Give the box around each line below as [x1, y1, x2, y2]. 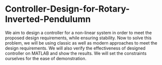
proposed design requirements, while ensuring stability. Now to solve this [5, 35, 152, 41]
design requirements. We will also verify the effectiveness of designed [5, 45, 146, 51]
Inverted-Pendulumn [5, 14, 91, 25]
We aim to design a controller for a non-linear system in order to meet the [5, 30, 152, 35]
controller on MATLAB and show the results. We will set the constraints [5, 50, 147, 56]
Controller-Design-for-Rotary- [5, 3, 130, 15]
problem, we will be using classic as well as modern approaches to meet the [5, 40, 158, 46]
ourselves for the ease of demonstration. [5, 55, 86, 61]
